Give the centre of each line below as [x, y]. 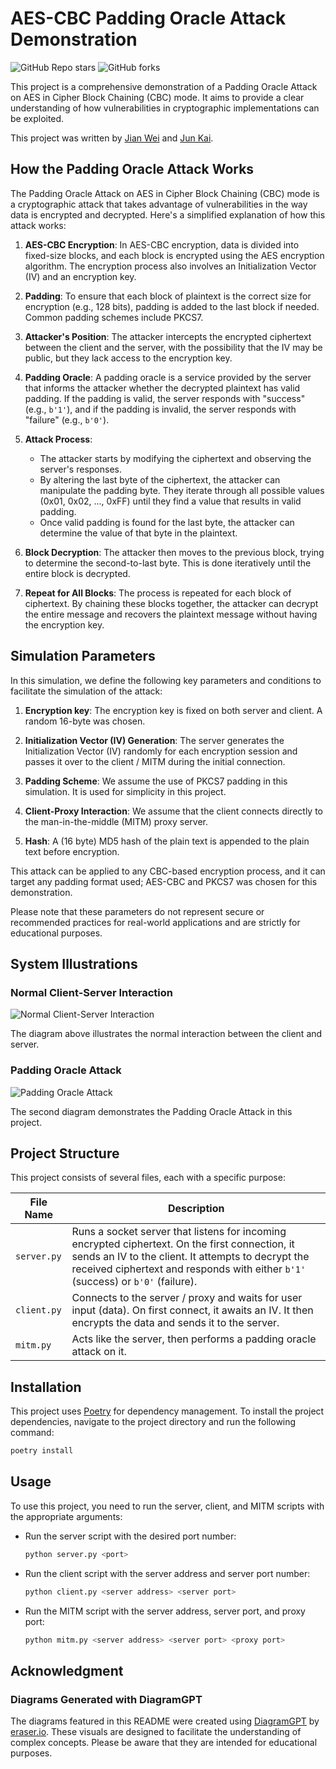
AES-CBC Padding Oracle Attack [148, 18]
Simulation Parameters [83, 656]
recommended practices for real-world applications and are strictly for [155, 922]
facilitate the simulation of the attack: [86, 691]
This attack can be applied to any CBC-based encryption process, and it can [168, 871]
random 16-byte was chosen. [85, 721]
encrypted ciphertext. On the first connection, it [183, 1244]
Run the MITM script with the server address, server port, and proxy [165, 1611]
